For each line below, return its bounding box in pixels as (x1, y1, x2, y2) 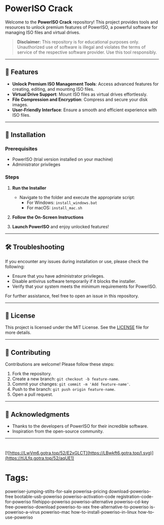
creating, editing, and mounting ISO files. (12, 86, 95, 92)
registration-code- (116, 494, 154, 500)
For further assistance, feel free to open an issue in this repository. (5, 293, 139, 299)
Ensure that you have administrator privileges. (12, 273, 105, 279)
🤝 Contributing (5, 348, 51, 357)
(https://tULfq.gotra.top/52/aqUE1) (5, 455, 75, 461)
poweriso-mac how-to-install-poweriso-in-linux (41, 509, 137, 515)
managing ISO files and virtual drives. (5, 29, 81, 35)
